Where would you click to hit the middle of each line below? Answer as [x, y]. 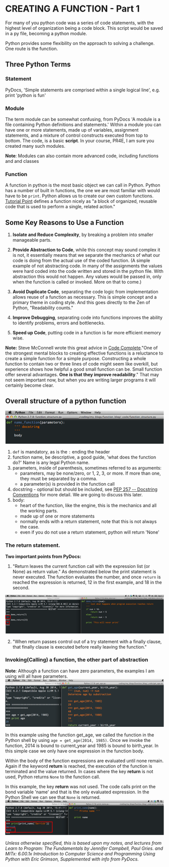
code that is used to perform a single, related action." [60, 207]
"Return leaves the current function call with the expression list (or [81, 566]
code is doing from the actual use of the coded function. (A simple [81, 261]
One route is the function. [32, 48]
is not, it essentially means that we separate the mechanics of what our [86, 255]
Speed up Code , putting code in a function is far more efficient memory [87, 333]
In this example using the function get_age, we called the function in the [80, 735]
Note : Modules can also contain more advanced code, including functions [82, 156]
